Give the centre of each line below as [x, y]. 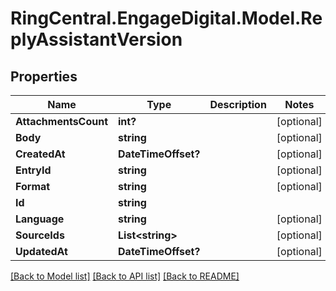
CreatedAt [40, 154]
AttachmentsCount [62, 121]
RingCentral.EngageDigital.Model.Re [166, 18]
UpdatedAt [41, 251]
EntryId [33, 170]
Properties [44, 76]
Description [238, 104]
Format [33, 186]
